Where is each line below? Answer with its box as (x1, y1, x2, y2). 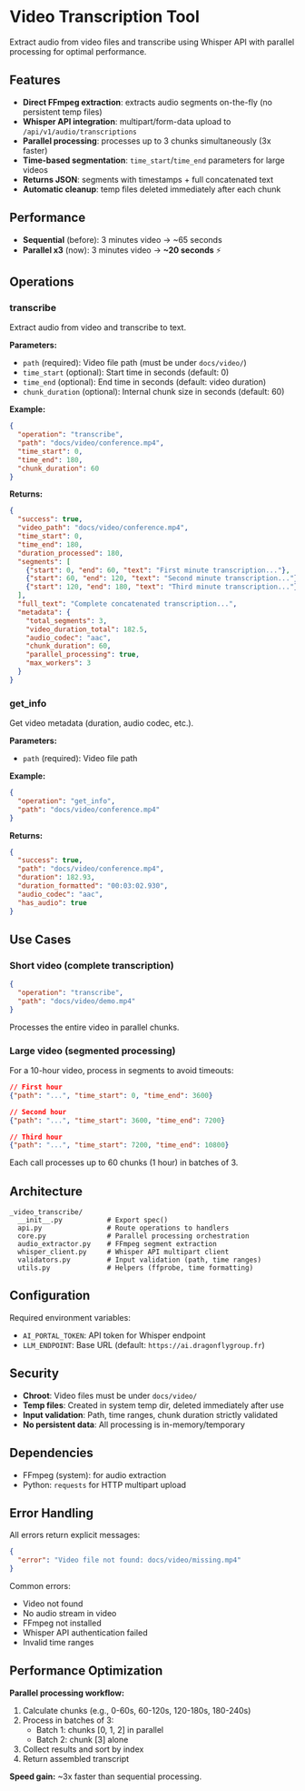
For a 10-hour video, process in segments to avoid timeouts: (9, 1065, 234, 1076)
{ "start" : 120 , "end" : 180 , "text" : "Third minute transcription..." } (25, 582, 299, 592)
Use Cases (9, 931, 72, 947)
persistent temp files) (22, 106, 103, 117)
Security (9, 1366, 59, 1382)
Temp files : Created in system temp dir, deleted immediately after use (22, 1399, 284, 1411)
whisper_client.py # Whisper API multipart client (17, 1248, 230, 1257)
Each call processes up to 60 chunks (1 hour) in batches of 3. (9, 1157, 239, 1168)
